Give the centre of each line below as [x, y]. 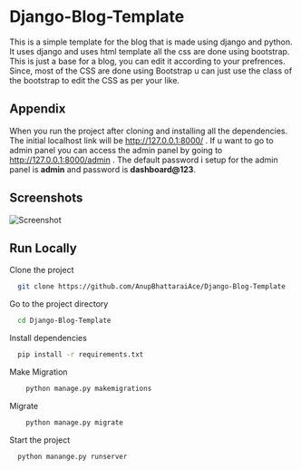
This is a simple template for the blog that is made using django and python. [151, 42]
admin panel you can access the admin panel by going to [116, 150]
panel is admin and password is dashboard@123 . [103, 169]
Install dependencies [49, 338]
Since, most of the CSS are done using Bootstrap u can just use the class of [151, 71]
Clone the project [42, 270]
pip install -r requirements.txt [81, 355]
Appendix [38, 109]
